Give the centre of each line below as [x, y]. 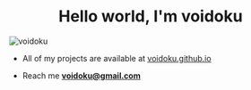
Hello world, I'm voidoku [151, 16]
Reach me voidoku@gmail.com [81, 75]
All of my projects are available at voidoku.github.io [117, 58]
